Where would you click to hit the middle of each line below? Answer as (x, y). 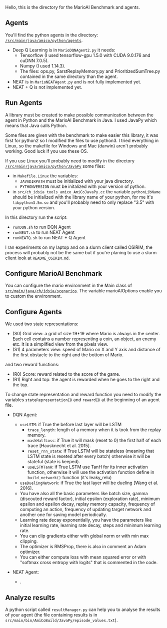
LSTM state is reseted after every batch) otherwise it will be (89, 456)
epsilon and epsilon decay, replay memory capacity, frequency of (87, 504)
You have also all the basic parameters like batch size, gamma (84, 494)
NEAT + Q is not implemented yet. (47, 87)
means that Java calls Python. (36, 125)
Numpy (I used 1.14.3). (43, 66)
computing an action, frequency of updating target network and (85, 510)
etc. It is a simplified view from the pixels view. (60, 344)
